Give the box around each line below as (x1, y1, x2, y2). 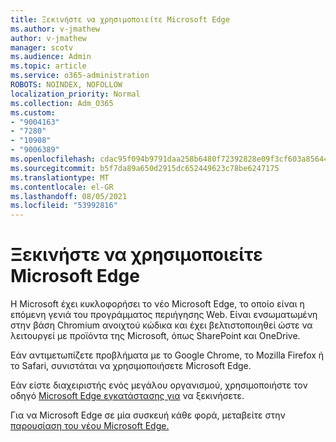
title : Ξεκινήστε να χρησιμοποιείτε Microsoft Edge (10, 14, 230, 25)
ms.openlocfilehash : (10, 154, 97, 164)
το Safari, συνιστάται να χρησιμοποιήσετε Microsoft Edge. (10, 360, 252, 372)
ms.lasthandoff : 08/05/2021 (10, 191, 128, 201)
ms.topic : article (10, 61, 87, 71)
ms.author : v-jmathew (10, 24, 101, 34)
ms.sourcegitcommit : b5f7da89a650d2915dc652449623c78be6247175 (10, 163, 280, 173)
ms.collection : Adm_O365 (10, 98, 114, 108)
